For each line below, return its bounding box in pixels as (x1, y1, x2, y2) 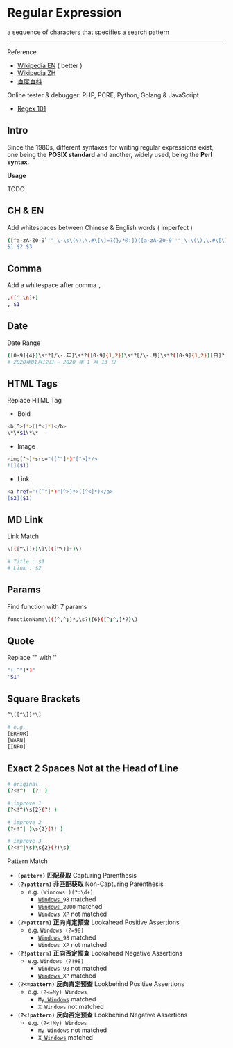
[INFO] (7, 743, 26, 750)
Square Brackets (7, 693, 80, 704)
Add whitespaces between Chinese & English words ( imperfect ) (7, 223, 193, 232)
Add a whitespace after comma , (7, 281, 102, 289)
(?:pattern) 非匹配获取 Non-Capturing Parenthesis (17, 880, 164, 888)
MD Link (7, 513, 44, 526)
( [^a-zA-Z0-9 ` (7, 236, 49, 244)
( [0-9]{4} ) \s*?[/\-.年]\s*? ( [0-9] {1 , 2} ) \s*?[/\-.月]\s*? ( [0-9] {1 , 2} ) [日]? (7, 352, 225, 359)
